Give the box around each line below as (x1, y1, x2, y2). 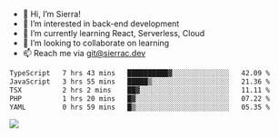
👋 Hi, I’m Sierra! (22, 9, 82, 19)
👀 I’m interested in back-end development (22, 18, 180, 29)
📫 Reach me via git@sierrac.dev (22, 48, 146, 58)
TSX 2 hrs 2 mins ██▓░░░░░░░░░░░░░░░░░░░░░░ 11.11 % (9, 85, 271, 94)
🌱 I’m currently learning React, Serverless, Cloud (22, 28, 205, 38)
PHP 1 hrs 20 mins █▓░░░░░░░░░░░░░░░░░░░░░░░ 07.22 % (9, 94, 271, 103)
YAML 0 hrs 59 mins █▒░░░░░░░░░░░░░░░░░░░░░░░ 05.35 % (9, 103, 271, 112)
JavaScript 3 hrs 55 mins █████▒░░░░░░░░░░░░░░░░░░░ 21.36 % (9, 77, 271, 86)
